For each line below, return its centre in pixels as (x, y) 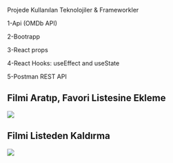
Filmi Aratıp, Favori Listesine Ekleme (86, 98)
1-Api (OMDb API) (32, 23)
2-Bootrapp (23, 36)
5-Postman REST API (37, 76)
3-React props (28, 50)
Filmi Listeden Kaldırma (59, 136)
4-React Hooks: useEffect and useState (63, 63)
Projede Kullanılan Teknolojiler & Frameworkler (73, 10)
